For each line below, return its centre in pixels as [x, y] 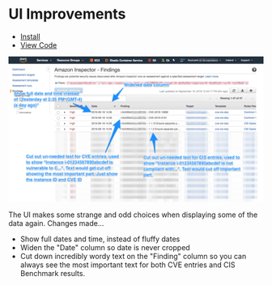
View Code [38, 45]
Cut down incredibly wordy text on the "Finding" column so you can [133, 257]
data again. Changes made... [56, 223]
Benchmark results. [53, 274]
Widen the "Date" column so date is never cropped [105, 248]
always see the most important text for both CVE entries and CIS [127, 265]
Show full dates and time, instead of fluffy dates [100, 239]
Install [30, 36]
